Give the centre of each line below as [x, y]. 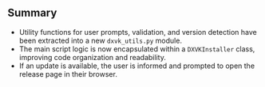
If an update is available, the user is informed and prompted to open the [137, 66]
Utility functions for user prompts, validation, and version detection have [138, 32]
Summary [32, 13]
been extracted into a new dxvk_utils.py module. [101, 40]
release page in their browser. [68, 74]
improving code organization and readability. [93, 57]
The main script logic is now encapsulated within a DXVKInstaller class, [137, 49]
